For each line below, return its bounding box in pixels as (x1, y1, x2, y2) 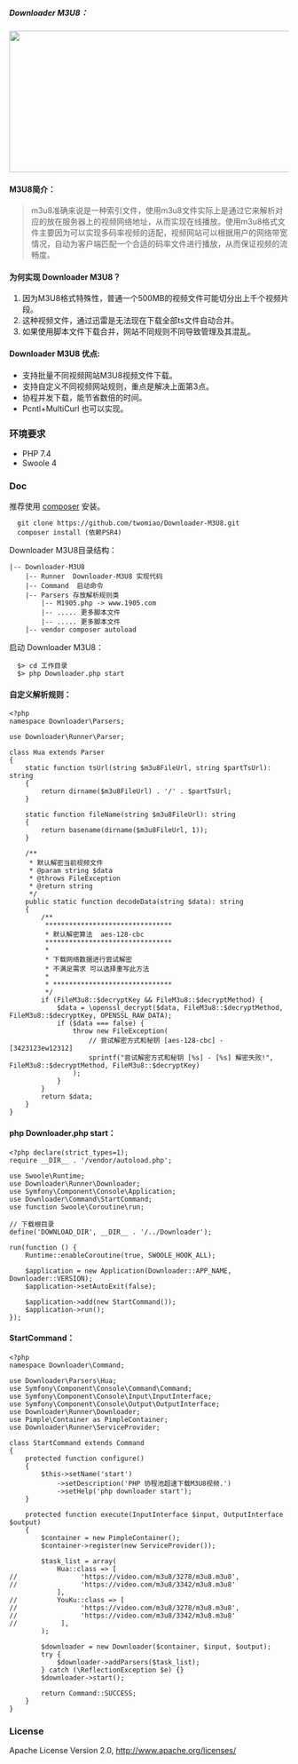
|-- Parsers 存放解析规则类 (25, 591, 120, 600)
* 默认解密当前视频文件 (28, 859, 104, 868)
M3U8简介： (9, 184, 56, 195)
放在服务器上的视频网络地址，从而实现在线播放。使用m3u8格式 (46, 217, 278, 227)
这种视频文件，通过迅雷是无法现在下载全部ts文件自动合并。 (21, 315, 239, 326)
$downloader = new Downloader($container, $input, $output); (41, 1642, 272, 1651)
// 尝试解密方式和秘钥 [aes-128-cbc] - (88, 1037, 224, 1045)
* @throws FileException (28, 874, 122, 883)
